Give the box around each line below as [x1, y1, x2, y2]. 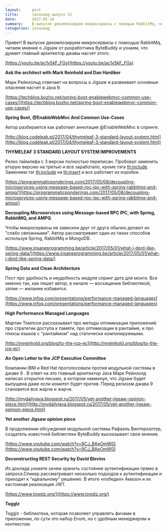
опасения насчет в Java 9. [5, 84, 61, 90]
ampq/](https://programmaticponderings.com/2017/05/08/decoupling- [5, 189, 150, 195]
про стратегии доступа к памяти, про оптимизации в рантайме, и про [5, 325, 154, 331]
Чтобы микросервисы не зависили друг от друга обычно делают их [5, 225, 150, 231]
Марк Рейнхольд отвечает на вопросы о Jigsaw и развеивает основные [5, 79, 159, 85]
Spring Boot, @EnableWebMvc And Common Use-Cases [5, 114, 125, 120]
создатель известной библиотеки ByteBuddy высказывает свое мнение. [5, 431, 159, 437]
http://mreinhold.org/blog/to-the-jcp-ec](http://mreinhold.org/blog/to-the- [6, 340, 159, 346]
